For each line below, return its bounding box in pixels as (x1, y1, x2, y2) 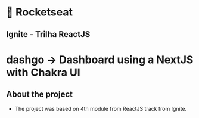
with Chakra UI (6, 66, 80, 79)
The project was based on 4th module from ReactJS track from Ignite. (14, 105, 187, 112)
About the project (6, 89, 73, 100)
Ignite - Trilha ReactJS (6, 29, 91, 39)
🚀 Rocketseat (6, 5, 73, 19)
